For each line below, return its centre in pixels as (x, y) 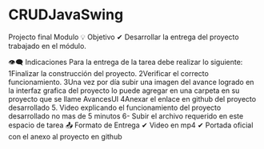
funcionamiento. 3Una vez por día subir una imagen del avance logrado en (131, 82)
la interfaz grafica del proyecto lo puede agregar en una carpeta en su (124, 91)
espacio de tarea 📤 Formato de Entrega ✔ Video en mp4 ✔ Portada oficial (131, 125)
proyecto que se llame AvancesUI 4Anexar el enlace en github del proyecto (132, 99)
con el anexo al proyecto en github (65, 136)
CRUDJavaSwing (66, 15)
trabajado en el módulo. (47, 46)
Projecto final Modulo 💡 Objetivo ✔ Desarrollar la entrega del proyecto (124, 37)
